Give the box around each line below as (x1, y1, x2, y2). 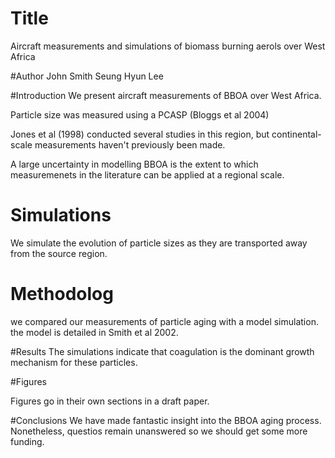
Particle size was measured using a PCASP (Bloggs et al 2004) (10, 108, 270, 121)
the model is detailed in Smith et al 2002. (10, 326, 179, 338)
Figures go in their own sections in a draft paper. (10, 395, 210, 407)
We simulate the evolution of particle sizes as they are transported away (10, 237, 308, 249)
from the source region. (10, 247, 108, 259)
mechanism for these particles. (10, 356, 138, 368)
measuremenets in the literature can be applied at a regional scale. (10, 168, 285, 181)
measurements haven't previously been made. (34, 138, 226, 151)
